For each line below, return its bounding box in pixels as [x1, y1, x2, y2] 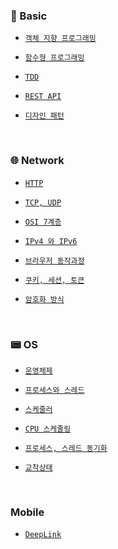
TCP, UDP [24, 197, 62, 208]
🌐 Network [10, 154, 65, 168]
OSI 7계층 [24, 217, 62, 227]
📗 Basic [10, 9, 48, 23]
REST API [24, 92, 62, 102]
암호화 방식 [24, 294, 65, 304]
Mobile [10, 505, 45, 519]
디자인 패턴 [24, 111, 65, 121]
